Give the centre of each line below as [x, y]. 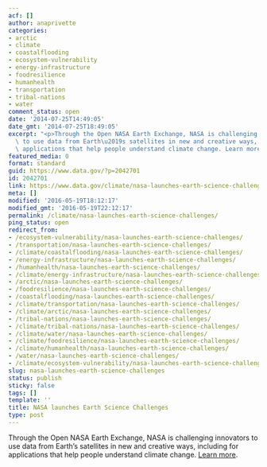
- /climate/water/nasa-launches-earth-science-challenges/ [108, 334]
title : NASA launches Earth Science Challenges [89, 408]
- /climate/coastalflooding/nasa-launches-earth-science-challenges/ [126, 252]
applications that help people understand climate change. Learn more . [123, 454]
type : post [26, 415]
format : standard [37, 164]
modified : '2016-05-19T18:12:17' [64, 200]
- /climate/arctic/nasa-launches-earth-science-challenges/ [110, 311]
